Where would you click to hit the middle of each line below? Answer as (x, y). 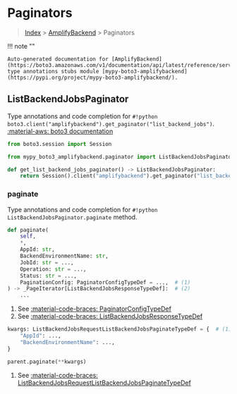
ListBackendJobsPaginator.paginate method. (72, 217)
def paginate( (28, 230)
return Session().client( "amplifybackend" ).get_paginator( (109, 176)
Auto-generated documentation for (58, 59)
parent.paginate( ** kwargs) (47, 362)
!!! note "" (21, 46)
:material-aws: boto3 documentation (60, 131)
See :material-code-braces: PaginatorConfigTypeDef (94, 309)
